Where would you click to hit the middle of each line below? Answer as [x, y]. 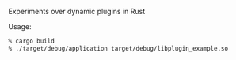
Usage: [20, 26]
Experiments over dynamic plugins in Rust [77, 11]
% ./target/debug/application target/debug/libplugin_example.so [118, 48]
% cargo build [32, 41]
